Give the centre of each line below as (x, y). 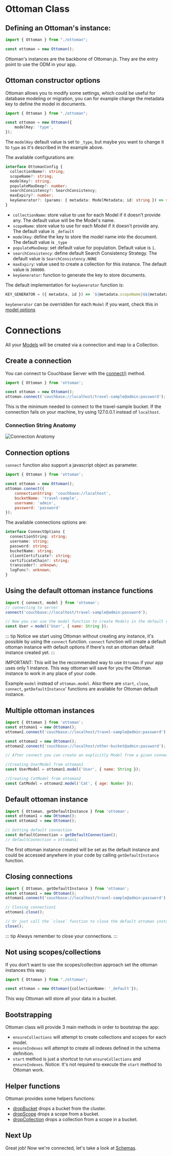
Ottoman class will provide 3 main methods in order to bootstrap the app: (82, 1027)
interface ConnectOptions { (35, 532)
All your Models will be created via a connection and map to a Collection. (82, 345)
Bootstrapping (29, 1015)
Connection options (38, 452)
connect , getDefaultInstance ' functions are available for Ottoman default (82, 689)
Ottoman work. (28, 1070)
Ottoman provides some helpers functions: (50, 1098)
